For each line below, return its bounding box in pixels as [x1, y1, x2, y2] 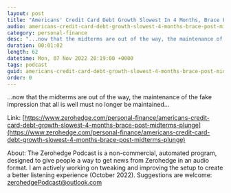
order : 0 [7, 74, 32, 81]
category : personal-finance [7, 29, 88, 37]
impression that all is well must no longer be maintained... [7, 101, 170, 109]
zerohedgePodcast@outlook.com [7, 179, 102, 187]
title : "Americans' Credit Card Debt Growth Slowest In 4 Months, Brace [7, 17, 220, 23]
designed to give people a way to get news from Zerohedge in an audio [7, 156, 210, 165]
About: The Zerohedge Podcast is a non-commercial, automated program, [7, 149, 217, 157]
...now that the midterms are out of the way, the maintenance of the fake [7, 93, 212, 101]
